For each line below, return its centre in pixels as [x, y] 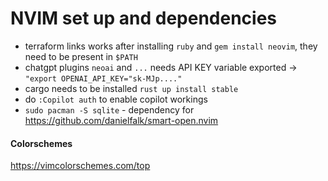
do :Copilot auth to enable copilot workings [116, 99]
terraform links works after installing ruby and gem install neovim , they [171, 46]
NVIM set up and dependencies [144, 18]
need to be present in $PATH [81, 56]
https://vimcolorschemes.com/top [80, 166]
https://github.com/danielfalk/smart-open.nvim [121, 120]
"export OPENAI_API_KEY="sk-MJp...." [103, 78]
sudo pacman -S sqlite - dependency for [109, 109]
